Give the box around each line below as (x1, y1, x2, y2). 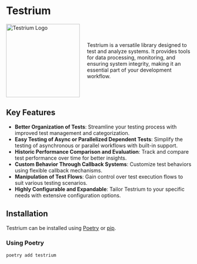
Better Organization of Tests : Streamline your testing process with (14, 123, 177, 130)
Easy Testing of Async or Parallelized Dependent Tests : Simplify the (14, 136, 183, 143)
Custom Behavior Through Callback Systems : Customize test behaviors (14, 160, 192, 168)
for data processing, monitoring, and (87, 54, 175, 61)
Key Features (6, 107, 56, 118)
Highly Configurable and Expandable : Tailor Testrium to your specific (14, 185, 185, 192)
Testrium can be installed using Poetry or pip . (6, 224, 116, 231)
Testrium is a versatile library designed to (87, 41, 187, 48)
